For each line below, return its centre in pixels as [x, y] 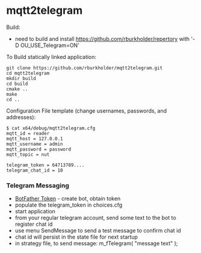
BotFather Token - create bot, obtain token [68, 199]
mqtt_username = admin [35, 144]
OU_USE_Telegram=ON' [50, 45]
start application [35, 211]
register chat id [34, 224]
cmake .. [17, 89]
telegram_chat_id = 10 [35, 170]
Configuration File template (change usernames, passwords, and [87, 111]
